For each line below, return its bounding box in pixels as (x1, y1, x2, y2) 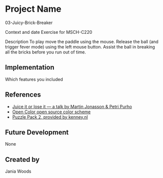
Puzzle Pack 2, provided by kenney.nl (12, 114, 88, 120)
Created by (5, 155, 40, 164)
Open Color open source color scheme (12, 109, 91, 115)
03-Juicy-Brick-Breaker (5, 20, 53, 25)
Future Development (5, 128, 69, 136)
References (5, 91, 41, 99)
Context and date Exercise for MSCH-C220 (5, 29, 93, 35)
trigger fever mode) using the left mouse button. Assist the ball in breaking (5, 44, 155, 50)
